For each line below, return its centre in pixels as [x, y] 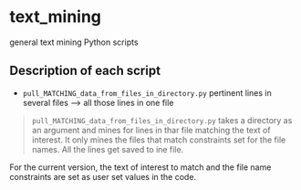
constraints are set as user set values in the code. [103, 176]
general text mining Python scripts [74, 42]
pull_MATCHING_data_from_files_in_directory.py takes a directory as [162, 120]
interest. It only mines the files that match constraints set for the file [159, 140]
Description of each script [85, 71]
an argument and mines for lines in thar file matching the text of [151, 130]
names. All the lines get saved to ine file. [108, 149]
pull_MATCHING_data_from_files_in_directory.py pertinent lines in [147, 92]
